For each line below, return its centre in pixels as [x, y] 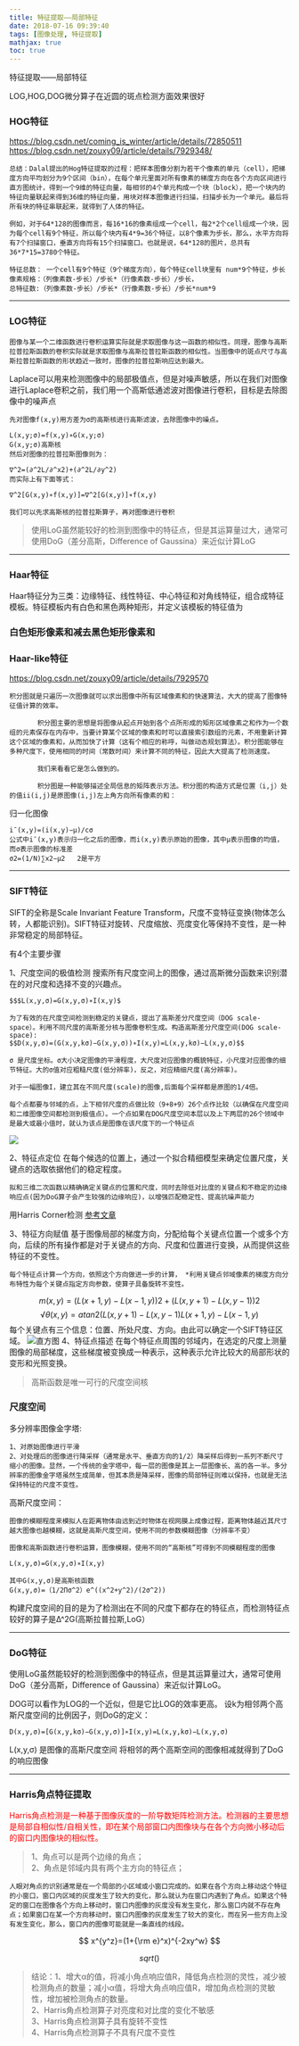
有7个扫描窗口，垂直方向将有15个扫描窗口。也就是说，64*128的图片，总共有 [130, 243]
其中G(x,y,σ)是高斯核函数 [52, 1580]
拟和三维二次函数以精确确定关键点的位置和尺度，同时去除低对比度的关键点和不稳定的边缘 [148, 1188]
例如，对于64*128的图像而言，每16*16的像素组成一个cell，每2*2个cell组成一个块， [146, 224]
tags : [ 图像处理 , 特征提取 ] [56, 34]
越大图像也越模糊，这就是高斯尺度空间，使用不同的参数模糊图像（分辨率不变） [132, 1530]
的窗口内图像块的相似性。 [56, 1838]
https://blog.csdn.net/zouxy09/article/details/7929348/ [111, 151]
